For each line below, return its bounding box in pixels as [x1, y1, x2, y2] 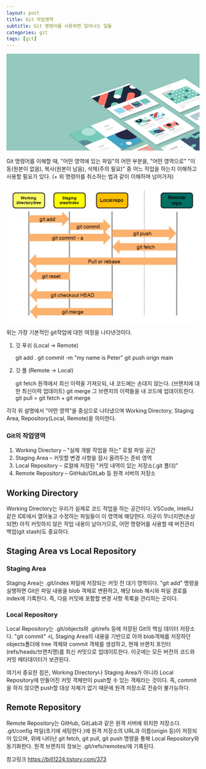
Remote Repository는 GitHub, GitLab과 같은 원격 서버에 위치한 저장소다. [6, 719, 181, 727]
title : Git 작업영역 [6, 16, 54, 23]
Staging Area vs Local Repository [6, 546, 137, 556]
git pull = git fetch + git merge [15, 394, 91, 402]
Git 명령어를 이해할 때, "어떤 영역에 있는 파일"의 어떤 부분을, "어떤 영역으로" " [6, 157, 191, 165]
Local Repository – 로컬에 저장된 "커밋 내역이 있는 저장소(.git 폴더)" [15, 462, 179, 469]
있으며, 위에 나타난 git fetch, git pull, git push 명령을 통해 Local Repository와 [12, 735, 199, 742]
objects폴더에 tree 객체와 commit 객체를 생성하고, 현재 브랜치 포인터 [6, 640, 172, 647]
